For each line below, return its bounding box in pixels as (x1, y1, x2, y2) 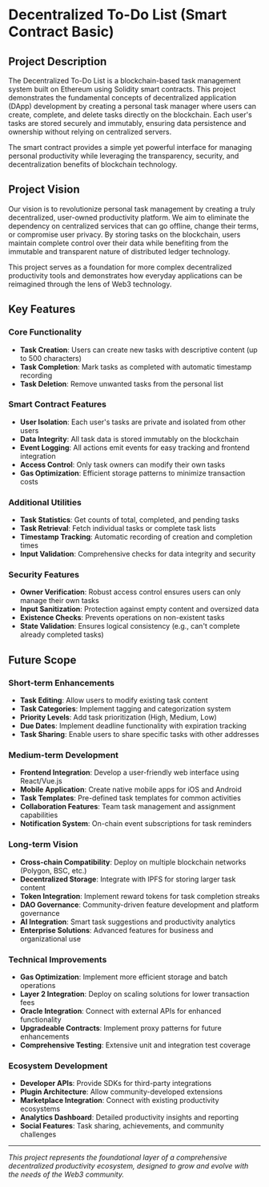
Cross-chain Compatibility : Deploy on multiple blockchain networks (19, 857, 247, 867)
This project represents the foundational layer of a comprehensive (8, 1153, 227, 1162)
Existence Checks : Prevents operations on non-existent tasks (19, 613, 226, 622)
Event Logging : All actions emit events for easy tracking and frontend (19, 443, 250, 452)
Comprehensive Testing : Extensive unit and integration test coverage (19, 1040, 251, 1050)
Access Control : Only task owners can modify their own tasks (19, 460, 226, 469)
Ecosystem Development (8, 1060, 108, 1072)
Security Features (8, 569, 80, 581)
